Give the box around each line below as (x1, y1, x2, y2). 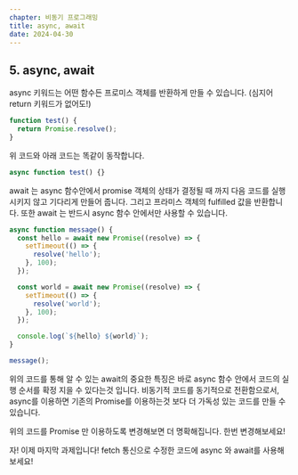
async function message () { (9, 225, 114, 234)
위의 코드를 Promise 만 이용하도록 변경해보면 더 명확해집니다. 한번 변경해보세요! (9, 425, 286, 437)
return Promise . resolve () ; (17, 125, 117, 134)
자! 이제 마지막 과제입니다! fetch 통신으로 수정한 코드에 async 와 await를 (9, 445, 261, 455)
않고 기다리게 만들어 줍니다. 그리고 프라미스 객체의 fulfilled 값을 (32, 196, 253, 207)
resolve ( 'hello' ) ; (32, 250, 101, 259)
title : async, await (9, 21, 86, 30)
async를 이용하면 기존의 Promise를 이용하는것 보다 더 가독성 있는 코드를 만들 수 (9, 396, 286, 406)
